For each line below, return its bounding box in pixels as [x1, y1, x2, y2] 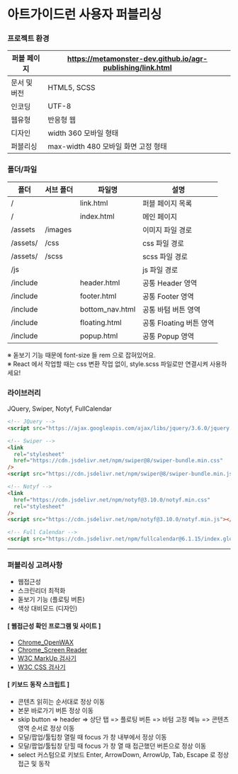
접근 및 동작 [17, 759, 51, 768]
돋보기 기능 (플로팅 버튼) [17, 596, 85, 604]
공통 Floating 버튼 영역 [142, 318, 215, 328]
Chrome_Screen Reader [17, 645, 88, 654]
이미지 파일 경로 [142, 224, 193, 234]
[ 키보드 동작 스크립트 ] [7, 681, 69, 689]
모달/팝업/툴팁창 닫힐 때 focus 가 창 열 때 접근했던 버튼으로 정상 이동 [17, 741, 207, 750]
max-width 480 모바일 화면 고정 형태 [47, 142, 168, 152]
